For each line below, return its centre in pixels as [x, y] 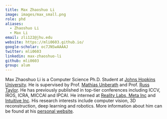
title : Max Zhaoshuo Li [30, 10]
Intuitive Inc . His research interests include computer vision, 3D [71, 101]
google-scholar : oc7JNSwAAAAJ [37, 47]
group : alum [18, 65]
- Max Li [19, 33]
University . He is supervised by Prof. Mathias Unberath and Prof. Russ [77, 85]
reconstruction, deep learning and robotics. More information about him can [84, 106]
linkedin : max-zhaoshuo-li [33, 56]
